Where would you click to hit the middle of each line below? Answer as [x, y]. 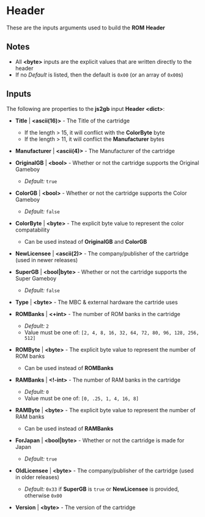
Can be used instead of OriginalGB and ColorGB [86, 241]
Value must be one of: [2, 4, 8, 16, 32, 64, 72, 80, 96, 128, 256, [112, 332]
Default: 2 [36, 326]
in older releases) [37, 477]
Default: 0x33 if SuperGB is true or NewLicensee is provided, [102, 489]
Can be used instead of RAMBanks [69, 428]
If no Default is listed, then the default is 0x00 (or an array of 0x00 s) [99, 75]
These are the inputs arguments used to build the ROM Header [86, 28]
